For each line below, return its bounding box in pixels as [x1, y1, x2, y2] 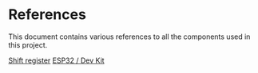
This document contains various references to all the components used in [8, 32, 251, 41]
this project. [8, 40, 48, 49]
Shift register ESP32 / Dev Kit [8, 56, 105, 65]
